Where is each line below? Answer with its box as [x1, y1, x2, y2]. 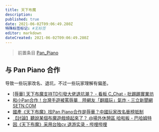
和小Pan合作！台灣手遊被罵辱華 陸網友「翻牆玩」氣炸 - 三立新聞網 [12, 97, 153, 103]
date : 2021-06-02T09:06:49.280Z [5, 21, 73, 27]
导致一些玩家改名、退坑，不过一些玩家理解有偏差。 [5, 80, 111, 86]
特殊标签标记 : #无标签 [5, 26, 46, 31]
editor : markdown [5, 31, 42, 36]
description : [5, 12, 33, 17]
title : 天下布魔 [5, 7, 36, 13]
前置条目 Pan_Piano [17, 50, 59, 56]
